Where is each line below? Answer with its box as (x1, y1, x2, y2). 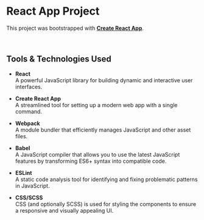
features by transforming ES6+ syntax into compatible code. (15, 157, 167, 165)
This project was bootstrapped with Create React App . (6, 24, 144, 32)
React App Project (6, 4, 100, 18)
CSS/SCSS (15, 194, 43, 201)
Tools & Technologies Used (6, 54, 111, 65)
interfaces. (15, 83, 43, 90)
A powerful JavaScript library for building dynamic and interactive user (15, 76, 193, 83)
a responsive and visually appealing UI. (15, 207, 114, 214)
